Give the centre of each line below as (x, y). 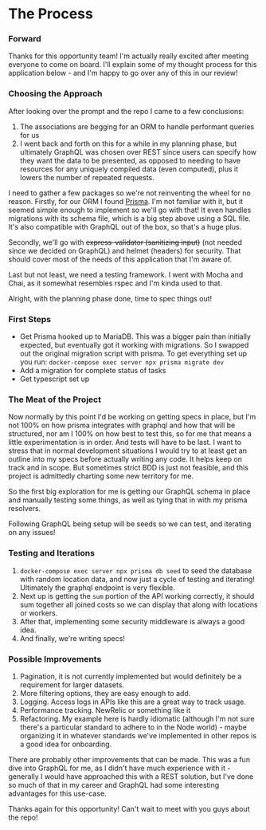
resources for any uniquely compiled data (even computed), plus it (129, 169)
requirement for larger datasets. (72, 684)
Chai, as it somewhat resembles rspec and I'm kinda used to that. (115, 283)
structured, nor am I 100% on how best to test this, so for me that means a (130, 434)
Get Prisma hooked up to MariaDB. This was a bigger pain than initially (135, 336)
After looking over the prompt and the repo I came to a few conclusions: (126, 111)
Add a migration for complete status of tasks (93, 371)
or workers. (39, 613)
